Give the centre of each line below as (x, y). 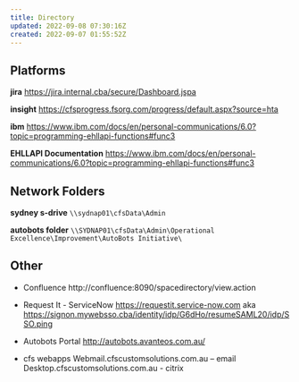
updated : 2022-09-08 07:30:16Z (68, 26)
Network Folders (58, 191)
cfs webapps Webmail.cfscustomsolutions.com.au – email (129, 358)
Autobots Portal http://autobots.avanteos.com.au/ (114, 341)
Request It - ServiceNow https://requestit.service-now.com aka (140, 304)
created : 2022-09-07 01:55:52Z (68, 34)
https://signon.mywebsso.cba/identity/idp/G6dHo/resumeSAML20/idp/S (156, 314)
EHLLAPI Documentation (57, 154)
